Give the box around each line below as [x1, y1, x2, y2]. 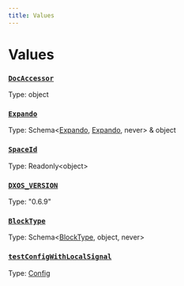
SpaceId [8, 145, 38, 154]
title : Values [8, 11, 55, 20]
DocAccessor [8, 73, 54, 83]
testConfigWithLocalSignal [8, 252, 112, 262]
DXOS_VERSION [8, 181, 58, 190]
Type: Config [8, 268, 51, 277]
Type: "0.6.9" [8, 197, 51, 206]
